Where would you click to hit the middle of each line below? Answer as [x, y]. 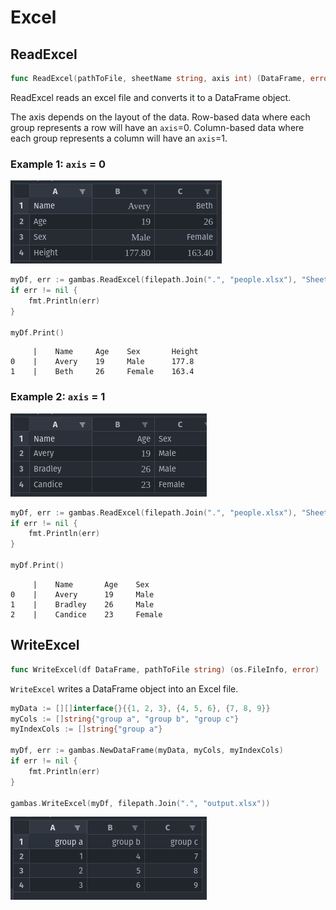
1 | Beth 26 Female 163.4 [102, 372]
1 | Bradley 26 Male [82, 604]
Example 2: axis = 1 [58, 397]
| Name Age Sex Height [115, 352]
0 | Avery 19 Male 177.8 [102, 362]
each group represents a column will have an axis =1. [119, 138]
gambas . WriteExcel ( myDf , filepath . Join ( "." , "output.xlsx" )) [140, 803]
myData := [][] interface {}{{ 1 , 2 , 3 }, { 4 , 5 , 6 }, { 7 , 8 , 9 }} [140, 708]
